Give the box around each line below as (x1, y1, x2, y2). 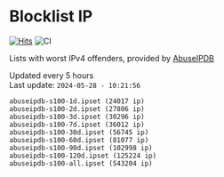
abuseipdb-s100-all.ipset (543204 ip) (9, 158, 153, 168)
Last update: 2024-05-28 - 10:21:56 (9, 79, 140, 90)
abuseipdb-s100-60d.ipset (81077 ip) (9, 135, 149, 144)
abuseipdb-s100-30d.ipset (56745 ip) (9, 127, 149, 137)
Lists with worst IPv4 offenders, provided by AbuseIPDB (9, 52, 215, 63)
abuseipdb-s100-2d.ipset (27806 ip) (9, 104, 145, 113)
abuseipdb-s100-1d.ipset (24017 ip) (9, 96, 145, 106)
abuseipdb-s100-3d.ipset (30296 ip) (9, 112, 145, 121)
